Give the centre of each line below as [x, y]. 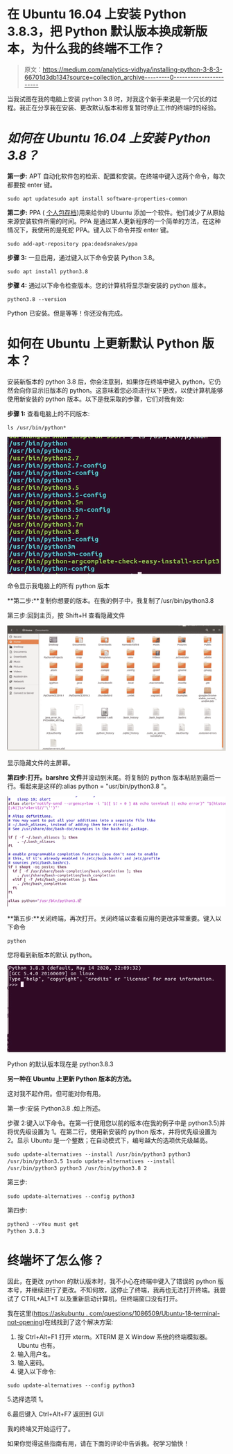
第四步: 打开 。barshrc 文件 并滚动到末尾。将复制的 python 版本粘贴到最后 [111, 778]
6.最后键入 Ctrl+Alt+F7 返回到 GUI [55, 1414]
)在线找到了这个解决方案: [78, 1322]
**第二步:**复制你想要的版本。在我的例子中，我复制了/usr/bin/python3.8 [111, 600]
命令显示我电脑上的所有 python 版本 [58, 585]
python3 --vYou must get [43, 1224]
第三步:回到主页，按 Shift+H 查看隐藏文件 [66, 615]
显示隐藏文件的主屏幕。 [41, 763]
